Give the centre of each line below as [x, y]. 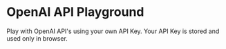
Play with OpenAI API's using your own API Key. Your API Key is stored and [113, 31]
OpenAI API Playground [75, 12]
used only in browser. [37, 38]
